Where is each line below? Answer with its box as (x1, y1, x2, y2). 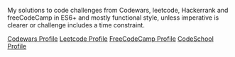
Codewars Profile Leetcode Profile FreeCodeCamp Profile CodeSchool (7, 34, 214, 43)
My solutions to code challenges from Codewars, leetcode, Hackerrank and (7, 6, 229, 14)
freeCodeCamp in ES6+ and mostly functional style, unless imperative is (7, 13, 219, 22)
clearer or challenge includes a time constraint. (7, 21, 146, 29)
